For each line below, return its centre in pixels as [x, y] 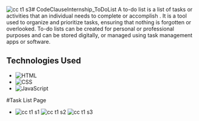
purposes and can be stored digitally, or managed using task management [100, 35]
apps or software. [28, 42]
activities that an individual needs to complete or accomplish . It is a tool [97, 16]
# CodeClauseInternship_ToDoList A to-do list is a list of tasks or [112, 9]
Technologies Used [44, 61]
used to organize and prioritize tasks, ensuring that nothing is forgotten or [99, 22]
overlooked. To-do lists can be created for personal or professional [90, 29]
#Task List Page [26, 100]
